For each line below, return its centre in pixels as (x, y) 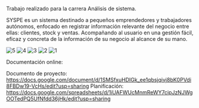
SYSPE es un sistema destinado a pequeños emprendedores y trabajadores (99, 20)
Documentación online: (35, 62)
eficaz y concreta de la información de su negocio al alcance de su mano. (97, 39)
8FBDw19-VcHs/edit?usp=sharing (48, 86)
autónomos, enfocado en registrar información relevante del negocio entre (98, 26)
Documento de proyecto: (37, 73)
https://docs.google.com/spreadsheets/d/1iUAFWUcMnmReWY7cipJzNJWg (99, 92)
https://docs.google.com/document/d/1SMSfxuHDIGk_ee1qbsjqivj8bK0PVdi (99, 80)
